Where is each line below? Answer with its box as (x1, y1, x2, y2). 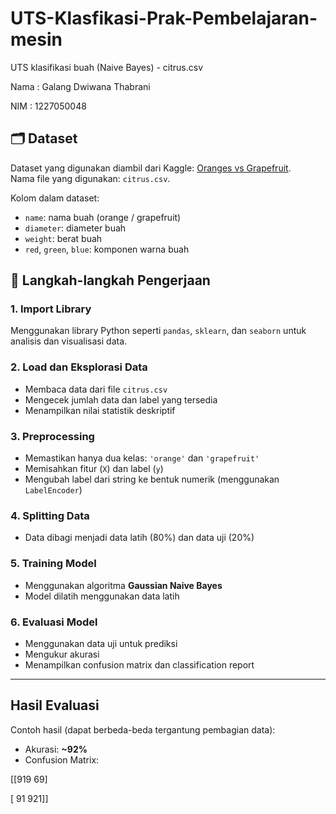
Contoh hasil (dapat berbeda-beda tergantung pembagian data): (10, 723, 276, 736)
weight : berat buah (24, 232, 103, 244)
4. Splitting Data (10, 508, 90, 522)
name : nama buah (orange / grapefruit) (24, 211, 182, 223)
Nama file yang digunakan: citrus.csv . (10, 172, 171, 184)
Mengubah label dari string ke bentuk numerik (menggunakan (24, 473, 280, 486)
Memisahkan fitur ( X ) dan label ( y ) (24, 463, 164, 475)
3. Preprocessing (10, 429, 95, 443)
